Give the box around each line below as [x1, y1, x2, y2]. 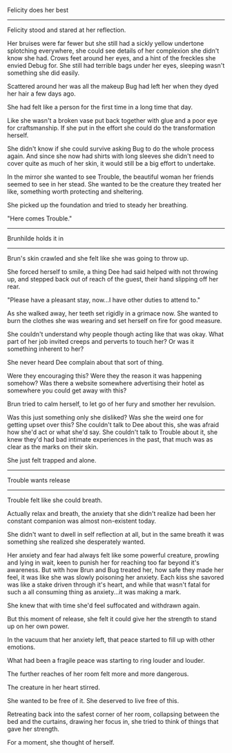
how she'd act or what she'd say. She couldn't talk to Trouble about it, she [7, 428, 218, 436]
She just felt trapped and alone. [7, 456, 97, 464]
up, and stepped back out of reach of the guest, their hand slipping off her [7, 275, 219, 283]
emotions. [7, 643, 36, 651]
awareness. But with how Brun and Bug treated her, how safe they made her [7, 566, 224, 574]
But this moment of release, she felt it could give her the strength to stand [7, 615, 217, 623]
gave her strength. [7, 725, 60, 733]
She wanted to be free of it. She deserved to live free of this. [7, 697, 180, 704]
